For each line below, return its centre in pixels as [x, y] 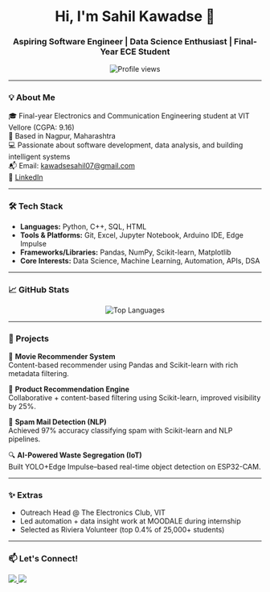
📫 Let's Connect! [43, 558]
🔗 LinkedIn [26, 177]
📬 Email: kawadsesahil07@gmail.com [72, 165]
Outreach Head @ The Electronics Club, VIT [93, 512]
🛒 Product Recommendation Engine [69, 389]
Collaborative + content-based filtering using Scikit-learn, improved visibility [135, 397]
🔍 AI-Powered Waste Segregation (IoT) [75, 455]
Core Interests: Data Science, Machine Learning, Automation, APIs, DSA [140, 261]
